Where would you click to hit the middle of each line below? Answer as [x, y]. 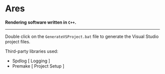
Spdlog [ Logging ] [31, 61]
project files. [18, 41]
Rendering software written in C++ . [41, 22]
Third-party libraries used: [32, 51]
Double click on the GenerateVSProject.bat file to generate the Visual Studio [82, 36]
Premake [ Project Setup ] [38, 66]
